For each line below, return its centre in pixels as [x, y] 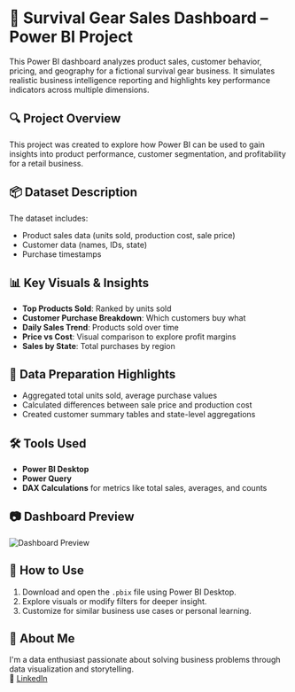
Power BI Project [71, 37]
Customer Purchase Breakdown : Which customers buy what [134, 318]
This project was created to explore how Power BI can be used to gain [137, 144]
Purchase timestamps [62, 254]
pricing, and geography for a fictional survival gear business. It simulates [142, 71]
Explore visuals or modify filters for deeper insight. [114, 601]
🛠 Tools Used [48, 443]
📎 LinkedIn [28, 679]
